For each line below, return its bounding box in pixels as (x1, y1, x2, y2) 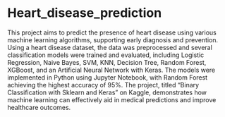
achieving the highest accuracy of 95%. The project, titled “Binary (7, 80, 200, 89)
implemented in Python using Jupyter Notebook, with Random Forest (7, 73, 208, 82)
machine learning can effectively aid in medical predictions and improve (7, 95, 217, 104)
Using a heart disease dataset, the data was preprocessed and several (7, 43, 213, 51)
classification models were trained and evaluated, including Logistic (7, 51, 205, 59)
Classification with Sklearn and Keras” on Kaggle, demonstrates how (7, 88, 207, 97)
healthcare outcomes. (7, 103, 71, 111)
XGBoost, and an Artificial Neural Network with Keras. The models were (7, 66, 216, 74)
